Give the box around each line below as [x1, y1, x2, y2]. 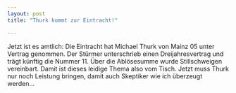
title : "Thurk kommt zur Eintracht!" [7, 17, 118, 24]
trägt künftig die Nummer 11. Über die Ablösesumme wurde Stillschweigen [7, 57, 223, 65]
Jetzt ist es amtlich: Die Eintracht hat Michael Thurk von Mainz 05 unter [7, 42, 215, 50]
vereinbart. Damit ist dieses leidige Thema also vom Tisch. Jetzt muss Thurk [7, 64, 230, 73]
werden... [7, 79, 35, 87]
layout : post [7, 10, 46, 17]
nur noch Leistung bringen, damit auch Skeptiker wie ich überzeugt [7, 71, 203, 80]
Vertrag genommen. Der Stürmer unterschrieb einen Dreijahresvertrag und [7, 50, 224, 58]
